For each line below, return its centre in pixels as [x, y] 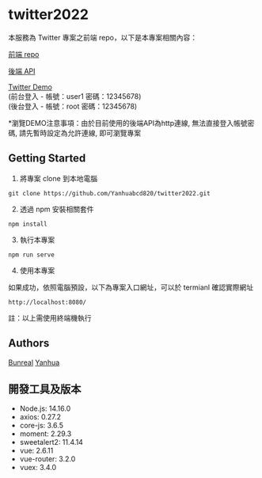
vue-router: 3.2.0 [47, 459]
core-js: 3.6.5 [41, 426]
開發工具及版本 [45, 389]
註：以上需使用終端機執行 [50, 317]
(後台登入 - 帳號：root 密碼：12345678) [73, 106]
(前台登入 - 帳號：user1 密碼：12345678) [75, 96]
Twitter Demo [30, 87]
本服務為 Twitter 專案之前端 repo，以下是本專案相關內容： [103, 37]
